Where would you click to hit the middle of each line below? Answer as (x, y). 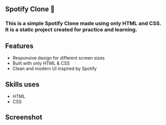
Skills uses (22, 84)
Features (19, 46)
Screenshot (24, 117)
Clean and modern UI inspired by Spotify (54, 68)
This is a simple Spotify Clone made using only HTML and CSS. (83, 23)
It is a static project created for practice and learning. (71, 29)
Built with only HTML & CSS (41, 63)
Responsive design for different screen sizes (58, 58)
